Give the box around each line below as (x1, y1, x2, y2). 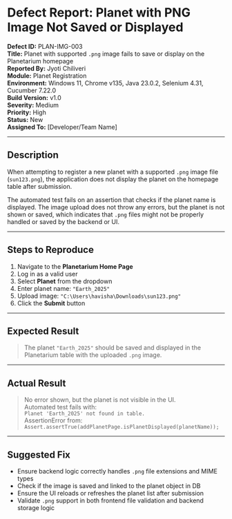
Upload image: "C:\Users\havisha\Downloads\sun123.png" (17, 292, 182, 300)
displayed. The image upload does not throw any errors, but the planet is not (7, 203, 225, 211)
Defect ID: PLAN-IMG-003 (7, 42, 83, 50)
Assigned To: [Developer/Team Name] (7, 123, 117, 131)
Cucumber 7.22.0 (7, 86, 57, 94)
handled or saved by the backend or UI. (7, 217, 119, 225)
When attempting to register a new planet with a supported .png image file (7, 167, 219, 176)
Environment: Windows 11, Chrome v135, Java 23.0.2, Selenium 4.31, (7, 79, 204, 87)
